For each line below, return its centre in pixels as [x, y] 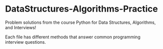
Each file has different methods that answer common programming [73, 37]
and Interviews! [21, 27]
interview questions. [26, 42]
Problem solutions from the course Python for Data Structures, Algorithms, [81, 22]
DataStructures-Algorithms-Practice [81, 9]
